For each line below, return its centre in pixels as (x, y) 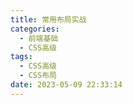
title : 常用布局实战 (48, 19)
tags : (21, 57)
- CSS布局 (38, 76)
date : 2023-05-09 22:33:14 (66, 85)
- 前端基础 (39, 38)
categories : (35, 29)
